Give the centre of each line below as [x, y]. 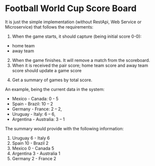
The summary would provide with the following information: [64, 128]
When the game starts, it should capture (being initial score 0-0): [77, 36]
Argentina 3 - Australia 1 [36, 153]
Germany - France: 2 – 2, [37, 109]
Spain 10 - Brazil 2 [30, 143]
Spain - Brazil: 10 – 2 [32, 104]
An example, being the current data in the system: [55, 89]
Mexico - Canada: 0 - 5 [35, 98]
